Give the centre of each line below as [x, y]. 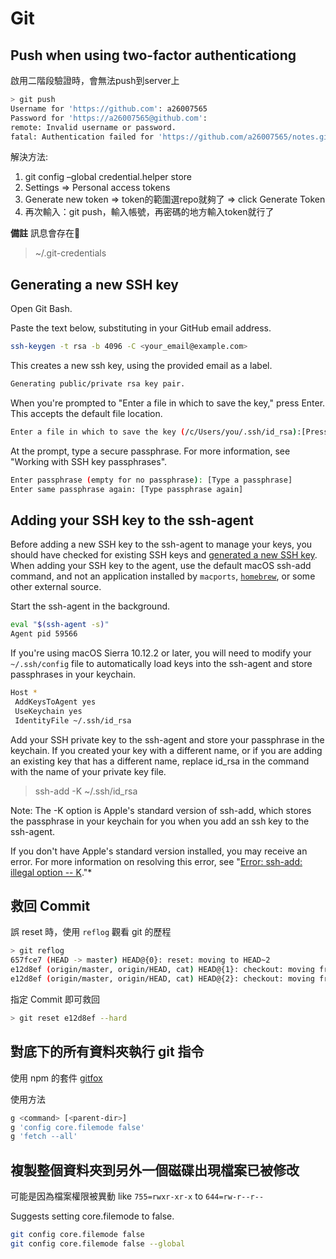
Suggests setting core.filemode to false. [92, 1216]
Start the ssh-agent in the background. [90, 606]
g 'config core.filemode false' [77, 1127]
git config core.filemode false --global [98, 1243]
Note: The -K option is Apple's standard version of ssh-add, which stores [161, 810]
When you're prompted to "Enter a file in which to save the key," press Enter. [168, 403]
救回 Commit [50, 906]
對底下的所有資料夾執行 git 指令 [107, 1052]
